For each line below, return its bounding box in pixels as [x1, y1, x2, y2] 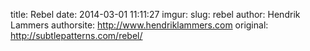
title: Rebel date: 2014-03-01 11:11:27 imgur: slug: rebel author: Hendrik [10, 9, 301, 20]
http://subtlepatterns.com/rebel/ [10, 30, 143, 41]
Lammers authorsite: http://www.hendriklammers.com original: [10, 19, 269, 31]
